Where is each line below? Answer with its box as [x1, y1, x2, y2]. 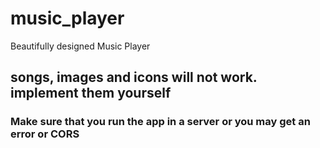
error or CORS [10, 127, 80, 141]
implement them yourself [10, 85, 172, 102]
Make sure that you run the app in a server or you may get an [10, 115, 311, 129]
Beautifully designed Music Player [10, 40, 151, 52]
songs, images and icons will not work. [10, 69, 258, 86]
